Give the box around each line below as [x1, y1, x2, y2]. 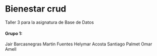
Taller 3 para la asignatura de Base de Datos [5, 19, 94, 25]
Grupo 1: [5, 30, 23, 36]
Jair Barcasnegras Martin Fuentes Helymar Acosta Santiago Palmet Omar [5, 41, 153, 47]
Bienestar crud [5, 3, 67, 14]
